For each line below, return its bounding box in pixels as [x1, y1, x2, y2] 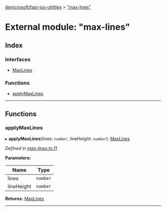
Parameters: [5, 155, 31, 161]
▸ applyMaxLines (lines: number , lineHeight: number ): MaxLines [5, 135, 130, 141]
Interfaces [5, 56, 31, 63]
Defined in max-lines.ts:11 [5, 145, 57, 151]
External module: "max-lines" [5, 22, 130, 33]
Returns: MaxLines [5, 195, 44, 202]
